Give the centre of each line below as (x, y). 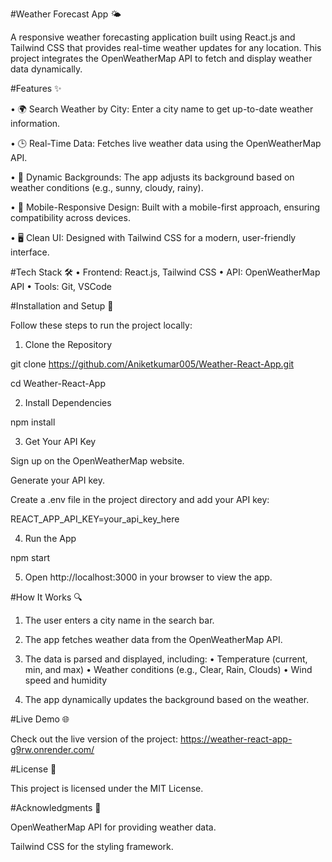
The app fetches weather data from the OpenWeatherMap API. (153, 639)
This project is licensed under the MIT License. (107, 788)
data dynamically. (46, 69)
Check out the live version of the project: (94, 739)
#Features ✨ (36, 88)
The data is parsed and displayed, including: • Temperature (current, (166, 659)
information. (35, 123)
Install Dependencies (68, 402)
